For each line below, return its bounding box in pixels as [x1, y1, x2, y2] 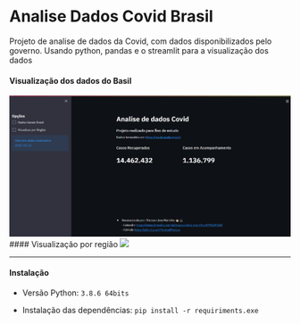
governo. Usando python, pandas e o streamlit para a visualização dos [9, 45, 270, 55]
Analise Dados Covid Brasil [9, 6, 214, 27]
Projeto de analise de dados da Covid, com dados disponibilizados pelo [9, 36, 272, 46]
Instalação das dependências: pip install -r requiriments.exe [21, 305, 259, 316]
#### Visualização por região [9, 238, 119, 249]
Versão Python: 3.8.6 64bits [21, 287, 129, 298]
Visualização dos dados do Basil [9, 75, 132, 86]
